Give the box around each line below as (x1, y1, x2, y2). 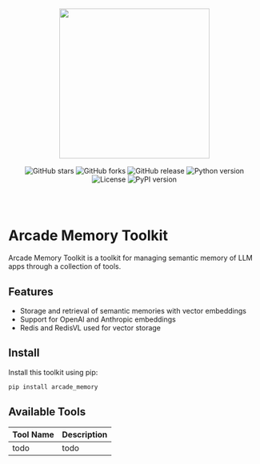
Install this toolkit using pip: (8, 367, 98, 377)
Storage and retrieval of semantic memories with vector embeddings (19, 306, 246, 316)
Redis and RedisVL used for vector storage (19, 323, 162, 333)
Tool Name (12, 429, 54, 440)
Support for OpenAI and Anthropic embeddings (19, 314, 176, 324)
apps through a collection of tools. (8, 262, 122, 271)
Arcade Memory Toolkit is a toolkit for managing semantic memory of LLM (8, 253, 254, 263)
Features (8, 285, 54, 298)
